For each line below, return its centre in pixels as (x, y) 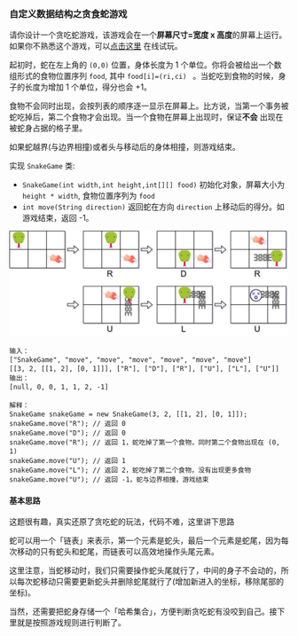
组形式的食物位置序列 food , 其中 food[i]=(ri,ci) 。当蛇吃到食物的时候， (144, 76)
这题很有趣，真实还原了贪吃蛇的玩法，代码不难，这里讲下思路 (122, 522)
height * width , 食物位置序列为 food (88, 196)
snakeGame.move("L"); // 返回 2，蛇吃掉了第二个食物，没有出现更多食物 (130, 471)
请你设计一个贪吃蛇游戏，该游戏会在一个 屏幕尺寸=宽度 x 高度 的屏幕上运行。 (148, 35)
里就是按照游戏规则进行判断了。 (67, 623)
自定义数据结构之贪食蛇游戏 (68, 13)
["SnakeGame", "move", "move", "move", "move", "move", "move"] (130, 360)
